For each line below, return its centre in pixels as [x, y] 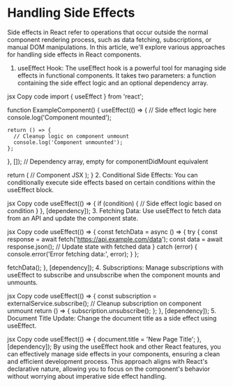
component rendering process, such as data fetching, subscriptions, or [110, 39]
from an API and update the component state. [73, 218]
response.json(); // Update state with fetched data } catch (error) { [102, 247]
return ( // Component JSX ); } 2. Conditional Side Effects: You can [103, 175]
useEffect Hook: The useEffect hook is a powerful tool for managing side [122, 68]
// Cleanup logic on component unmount [72, 136]
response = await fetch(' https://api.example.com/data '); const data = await [115, 239]
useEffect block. [31, 189]
